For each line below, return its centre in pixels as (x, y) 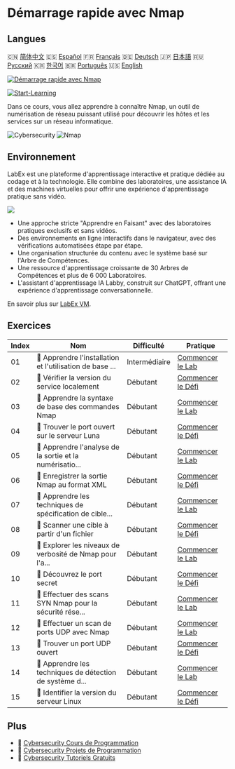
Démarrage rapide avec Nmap (96, 13)
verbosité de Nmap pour (77, 554)
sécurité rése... (61, 612)
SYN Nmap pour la (67, 603)
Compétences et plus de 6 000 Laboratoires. (82, 275)
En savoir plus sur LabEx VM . (49, 304)
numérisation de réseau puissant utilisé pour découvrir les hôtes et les (108, 114)
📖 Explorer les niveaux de (78, 545)
